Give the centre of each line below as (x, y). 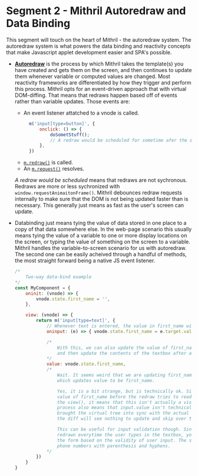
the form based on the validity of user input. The (122, 440)
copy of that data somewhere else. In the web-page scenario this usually (103, 229)
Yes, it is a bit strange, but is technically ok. (120, 391)
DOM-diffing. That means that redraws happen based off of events (96, 95)
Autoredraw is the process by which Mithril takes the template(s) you (99, 64)
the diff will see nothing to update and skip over (122, 419)
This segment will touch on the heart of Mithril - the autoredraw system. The (99, 40)
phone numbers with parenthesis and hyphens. (114, 446)
